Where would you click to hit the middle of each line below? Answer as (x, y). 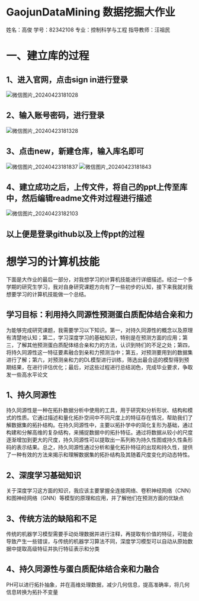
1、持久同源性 (31, 395)
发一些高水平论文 (27, 375)
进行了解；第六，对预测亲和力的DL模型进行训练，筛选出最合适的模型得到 (95, 360)
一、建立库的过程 (48, 56)
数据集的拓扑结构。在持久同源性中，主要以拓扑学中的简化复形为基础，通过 (102, 425)
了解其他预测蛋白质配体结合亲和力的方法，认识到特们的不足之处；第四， (105, 345)
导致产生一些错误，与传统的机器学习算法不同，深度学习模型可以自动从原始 (97, 541)
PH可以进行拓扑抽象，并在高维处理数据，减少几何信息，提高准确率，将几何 (98, 584)
